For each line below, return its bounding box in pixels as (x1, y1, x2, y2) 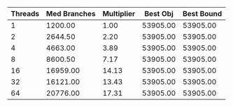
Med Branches (45, 9, 96, 18)
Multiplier (102, 9, 136, 18)
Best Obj (144, 9, 174, 18)
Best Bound (182, 9, 223, 18)
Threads (10, 9, 40, 18)
